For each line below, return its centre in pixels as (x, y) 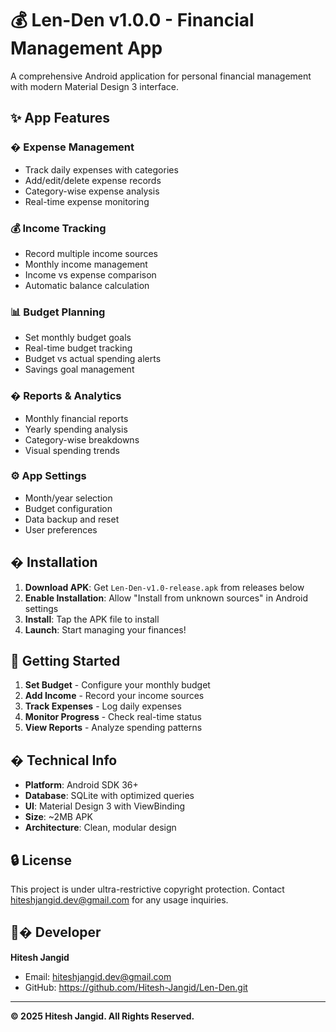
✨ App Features (60, 118)
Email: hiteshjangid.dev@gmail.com (98, 976)
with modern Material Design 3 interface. (95, 86)
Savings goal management (79, 369)
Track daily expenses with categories (101, 169)
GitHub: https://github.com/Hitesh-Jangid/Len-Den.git (136, 987)
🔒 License (41, 860)
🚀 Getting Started (65, 661)
